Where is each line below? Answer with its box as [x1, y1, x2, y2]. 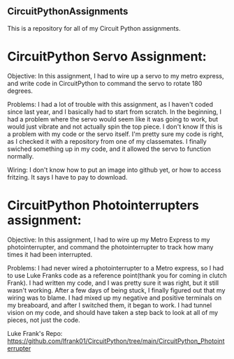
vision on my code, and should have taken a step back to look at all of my [7, 308, 219, 316]
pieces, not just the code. [7, 316, 80, 324]
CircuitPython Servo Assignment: [7, 49, 207, 64]
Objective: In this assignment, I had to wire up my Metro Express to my [7, 235, 210, 244]
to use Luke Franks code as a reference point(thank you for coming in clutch [7, 271, 227, 279]
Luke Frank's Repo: [7, 329, 63, 337]
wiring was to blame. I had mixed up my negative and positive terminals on [7, 293, 222, 302]
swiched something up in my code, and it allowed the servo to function [7, 145, 212, 153]
